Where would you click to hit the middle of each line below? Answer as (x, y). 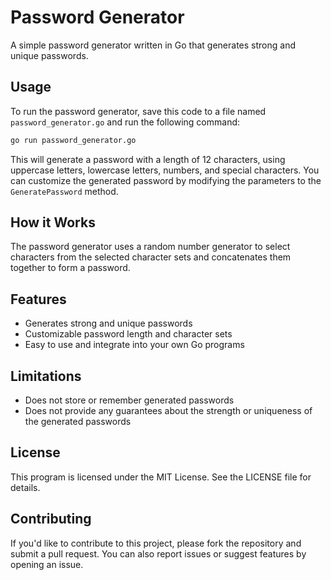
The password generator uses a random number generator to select (150, 247)
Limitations (46, 376)
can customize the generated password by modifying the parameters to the (166, 180)
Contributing (51, 519)
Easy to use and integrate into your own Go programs (134, 345)
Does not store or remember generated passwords (129, 400)
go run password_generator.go (73, 140)
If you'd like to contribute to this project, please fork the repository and (156, 543)
